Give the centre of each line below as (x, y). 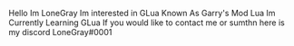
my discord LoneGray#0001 (60, 32)
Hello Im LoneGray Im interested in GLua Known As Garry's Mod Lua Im (142, 13)
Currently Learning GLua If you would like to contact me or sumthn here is (147, 23)
